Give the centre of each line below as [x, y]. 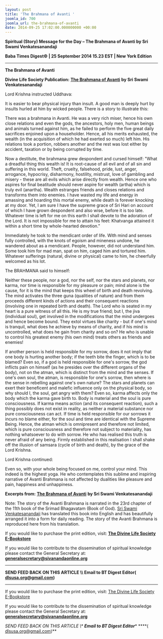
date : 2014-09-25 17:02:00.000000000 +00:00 [51, 28]
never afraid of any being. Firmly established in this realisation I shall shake [80, 440]
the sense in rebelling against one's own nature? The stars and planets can [80, 383]
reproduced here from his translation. [42, 524]
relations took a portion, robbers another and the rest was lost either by [76, 144]
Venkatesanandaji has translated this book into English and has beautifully [79, 514]
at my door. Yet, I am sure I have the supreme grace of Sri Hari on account [79, 206]
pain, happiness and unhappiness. [39, 485]
